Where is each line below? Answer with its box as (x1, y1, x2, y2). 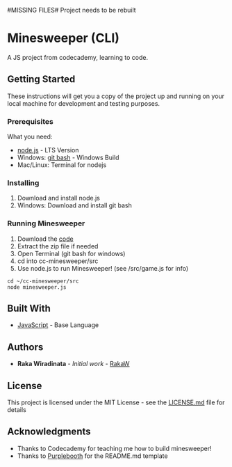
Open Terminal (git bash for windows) (17, 249, 126, 258)
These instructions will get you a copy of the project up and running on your (7, 92, 224, 100)
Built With (7, 303, 51, 315)
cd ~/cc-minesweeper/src (7, 278, 79, 285)
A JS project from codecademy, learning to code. (7, 53, 148, 61)
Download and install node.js (17, 194, 101, 203)
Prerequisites (7, 116, 53, 126)
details (7, 406, 26, 414)
